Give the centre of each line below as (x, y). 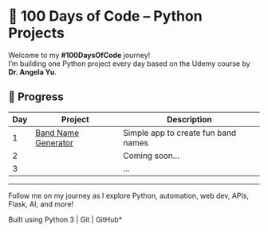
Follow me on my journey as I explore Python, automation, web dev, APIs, (129, 195)
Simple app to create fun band (180, 133)
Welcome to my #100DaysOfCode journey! (79, 55)
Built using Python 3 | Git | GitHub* (65, 219)
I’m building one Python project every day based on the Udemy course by (129, 64)
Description (189, 119)
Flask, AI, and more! (41, 204)
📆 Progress (36, 97)
